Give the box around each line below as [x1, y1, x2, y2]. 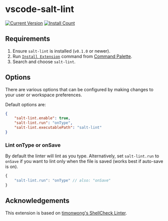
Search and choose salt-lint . [12, 59, 76, 65]
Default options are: [5, 101, 46, 107]
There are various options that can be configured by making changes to [5, 86, 154, 92]
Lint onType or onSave [5, 141, 61, 148]
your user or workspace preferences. [5, 92, 82, 98]
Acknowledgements [5, 196, 70, 205]
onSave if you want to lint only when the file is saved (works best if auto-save [5, 158, 163, 164]
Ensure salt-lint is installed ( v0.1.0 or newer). [12, 48, 110, 54]
